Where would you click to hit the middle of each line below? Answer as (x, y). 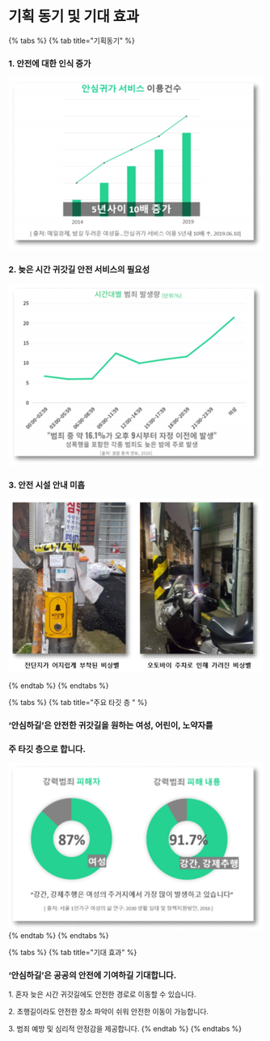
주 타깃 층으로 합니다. (47, 749)
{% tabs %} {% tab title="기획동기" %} (72, 40)
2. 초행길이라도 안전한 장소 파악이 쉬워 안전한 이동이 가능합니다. (108, 1012)
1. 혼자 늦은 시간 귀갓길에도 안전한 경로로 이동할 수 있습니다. (102, 994)
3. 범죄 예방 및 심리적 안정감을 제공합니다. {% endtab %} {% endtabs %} (125, 1029)
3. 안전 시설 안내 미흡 (47, 485)
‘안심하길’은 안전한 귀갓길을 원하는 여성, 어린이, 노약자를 (111, 725)
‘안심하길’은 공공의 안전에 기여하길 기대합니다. (93, 975)
